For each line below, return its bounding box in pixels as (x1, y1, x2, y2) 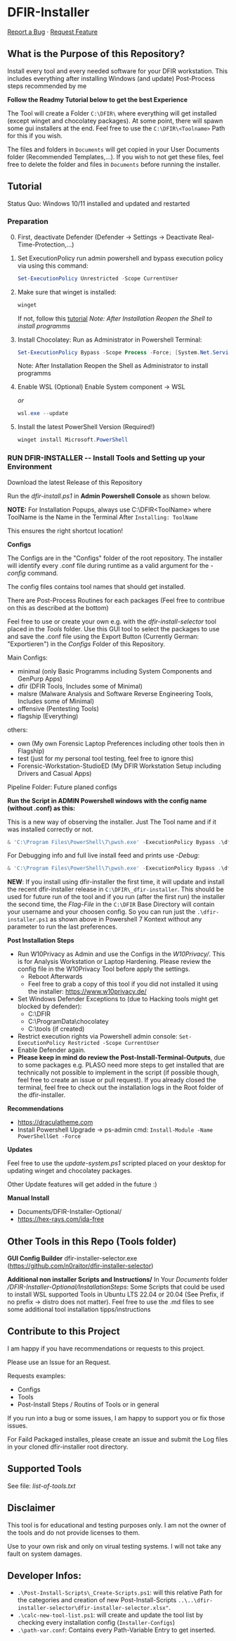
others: (7, 725, 28, 733)
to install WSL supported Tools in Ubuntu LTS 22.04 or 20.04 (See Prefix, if (7, 1290, 225, 1299)
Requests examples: (7, 1371, 66, 1380)
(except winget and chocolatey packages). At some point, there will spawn (7, 116, 223, 125)
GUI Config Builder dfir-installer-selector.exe (7, 1254, 138, 1263)
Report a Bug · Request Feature (7, 27, 98, 36)
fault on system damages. (7, 1549, 83, 1558)
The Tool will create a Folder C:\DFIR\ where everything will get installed (7, 109, 217, 117)
